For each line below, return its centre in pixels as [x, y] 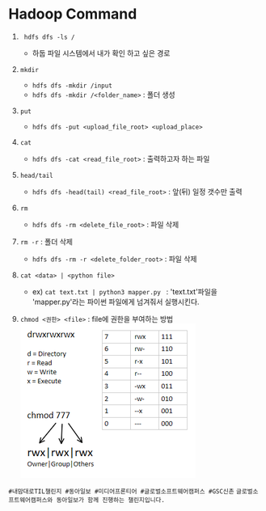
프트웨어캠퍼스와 [31, 500]
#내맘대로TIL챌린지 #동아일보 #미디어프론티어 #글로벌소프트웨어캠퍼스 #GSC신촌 [121, 491]
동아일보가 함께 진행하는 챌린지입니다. [111, 500]
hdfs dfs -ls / [49, 37]
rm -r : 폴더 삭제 [46, 241]
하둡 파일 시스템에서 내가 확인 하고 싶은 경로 [101, 53]
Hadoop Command [73, 14]
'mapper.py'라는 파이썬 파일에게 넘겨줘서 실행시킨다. [116, 302]
